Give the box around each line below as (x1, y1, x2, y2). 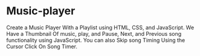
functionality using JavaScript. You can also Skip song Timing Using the (6, 36, 185, 43)
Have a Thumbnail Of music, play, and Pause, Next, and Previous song (6, 30, 182, 37)
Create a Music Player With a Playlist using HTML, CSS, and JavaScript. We (6, 24, 195, 31)
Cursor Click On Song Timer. (6, 43, 77, 50)
